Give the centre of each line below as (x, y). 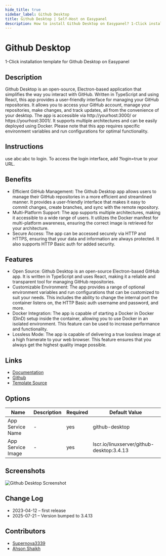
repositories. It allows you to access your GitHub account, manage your (78, 105)
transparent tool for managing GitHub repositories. (63, 282)
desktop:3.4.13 (111, 451)
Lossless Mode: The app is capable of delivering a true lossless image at (86, 334)
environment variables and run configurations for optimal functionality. (77, 131)
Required (77, 413)
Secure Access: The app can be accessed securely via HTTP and (79, 233)
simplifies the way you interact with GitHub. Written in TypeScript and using (82, 94)
